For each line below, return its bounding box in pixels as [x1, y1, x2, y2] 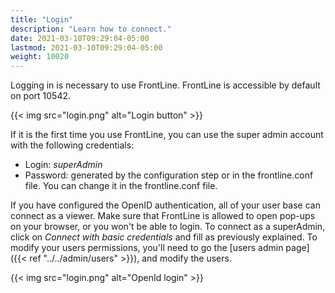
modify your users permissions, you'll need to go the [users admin [10, 242, 284, 254]
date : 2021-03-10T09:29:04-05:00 [10, 33, 150, 43]
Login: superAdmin [24, 159, 103, 171]
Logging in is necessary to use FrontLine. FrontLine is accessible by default [10, 79, 321, 91]
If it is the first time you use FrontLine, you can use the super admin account [10, 129, 324, 141]
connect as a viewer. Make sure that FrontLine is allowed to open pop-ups [10, 210, 316, 222]
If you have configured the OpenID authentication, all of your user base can [10, 199, 321, 211]
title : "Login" [10, 14, 74, 25]
